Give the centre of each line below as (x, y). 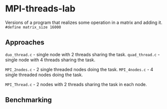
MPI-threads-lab (40, 9)
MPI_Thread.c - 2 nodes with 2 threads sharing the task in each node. (76, 84)
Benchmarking (29, 100)
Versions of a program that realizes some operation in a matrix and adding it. (84, 22)
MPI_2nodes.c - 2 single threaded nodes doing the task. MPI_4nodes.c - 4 (79, 69)
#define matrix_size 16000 (33, 27)
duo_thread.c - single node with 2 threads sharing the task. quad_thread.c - (83, 54)
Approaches (25, 43)
